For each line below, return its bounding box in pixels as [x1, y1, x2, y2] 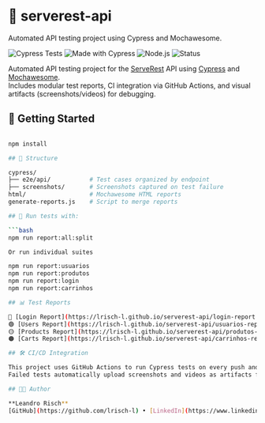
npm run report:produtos [8, 270, 90, 278]
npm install [8, 140, 47, 148]
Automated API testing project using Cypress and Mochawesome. [8, 33, 222, 43]
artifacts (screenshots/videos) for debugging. [8, 89, 156, 98]
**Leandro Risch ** [8, 399, 69, 407]
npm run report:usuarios [8, 262, 90, 270]
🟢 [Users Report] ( [8, 320, 71, 328]
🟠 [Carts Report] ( [8, 335, 71, 343]
